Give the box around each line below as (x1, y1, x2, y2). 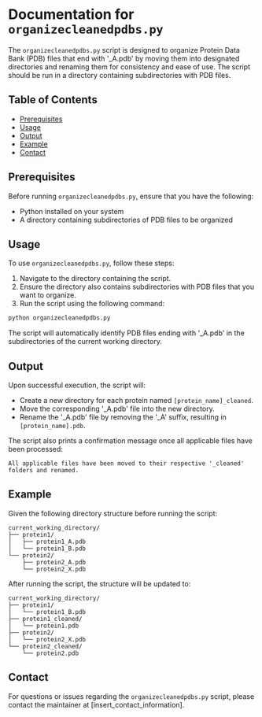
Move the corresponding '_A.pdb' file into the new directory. (19, 404, 215, 414)
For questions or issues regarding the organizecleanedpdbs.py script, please (8, 691, 255, 701)
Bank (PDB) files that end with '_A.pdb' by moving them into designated (8, 54, 240, 63)
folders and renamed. (8, 467, 79, 475)
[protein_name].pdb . (19, 421, 86, 431)
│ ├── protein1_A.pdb (8, 538, 87, 545)
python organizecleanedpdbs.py (8, 314, 111, 322)
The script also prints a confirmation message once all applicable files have (8, 436, 253, 445)
